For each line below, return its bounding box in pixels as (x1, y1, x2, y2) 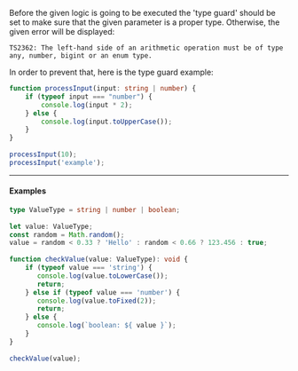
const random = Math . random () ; (9, 230, 125, 239)
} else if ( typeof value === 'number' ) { (25, 288, 180, 296)
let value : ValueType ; (9, 222, 93, 231)
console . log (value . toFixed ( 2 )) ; (36, 296, 157, 305)
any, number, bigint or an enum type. (9, 51, 153, 60)
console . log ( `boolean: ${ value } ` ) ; (36, 321, 176, 330)
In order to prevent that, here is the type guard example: (9, 67, 215, 77)
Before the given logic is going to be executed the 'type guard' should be (9, 8, 277, 18)
